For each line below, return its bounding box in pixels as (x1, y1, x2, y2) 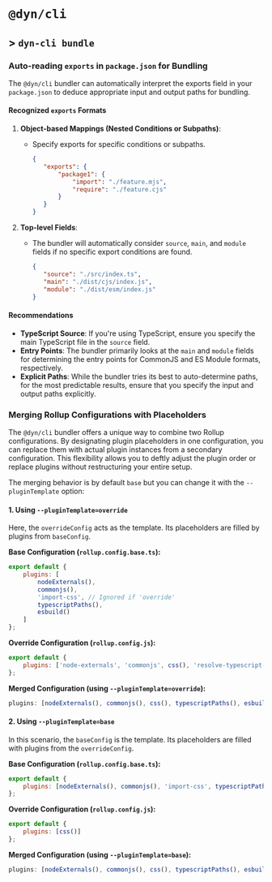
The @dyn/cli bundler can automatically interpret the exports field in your (8, 78, 253, 88)
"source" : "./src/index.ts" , (43, 270, 142, 278)
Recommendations (8, 311, 74, 321)
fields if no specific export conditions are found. (32, 247, 193, 257)
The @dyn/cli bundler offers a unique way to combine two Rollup (8, 427, 225, 437)
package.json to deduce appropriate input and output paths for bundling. (8, 87, 251, 97)
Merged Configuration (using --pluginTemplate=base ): (8, 850, 192, 859)
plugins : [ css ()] (23, 828, 82, 836)
